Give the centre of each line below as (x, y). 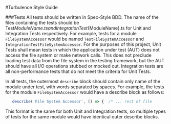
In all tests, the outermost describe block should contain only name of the (83, 81)
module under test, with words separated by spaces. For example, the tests (85, 87)
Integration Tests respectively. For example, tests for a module (71, 33)
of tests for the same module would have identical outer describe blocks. (82, 116)
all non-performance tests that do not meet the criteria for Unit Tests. (78, 71)
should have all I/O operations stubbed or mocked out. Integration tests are (84, 66)
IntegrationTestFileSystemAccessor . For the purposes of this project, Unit (83, 44)
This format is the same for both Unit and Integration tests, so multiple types (86, 111)
